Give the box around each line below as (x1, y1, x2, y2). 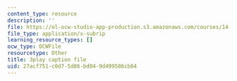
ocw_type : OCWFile (7, 43, 61, 50)
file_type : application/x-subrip (7, 30, 106, 37)
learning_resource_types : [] (7, 37, 93, 44)
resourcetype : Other (7, 50, 68, 57)
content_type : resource (7, 10, 78, 18)
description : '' (7, 17, 55, 24)
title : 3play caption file (7, 56, 87, 63)
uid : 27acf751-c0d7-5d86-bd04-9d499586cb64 (7, 63, 138, 70)
